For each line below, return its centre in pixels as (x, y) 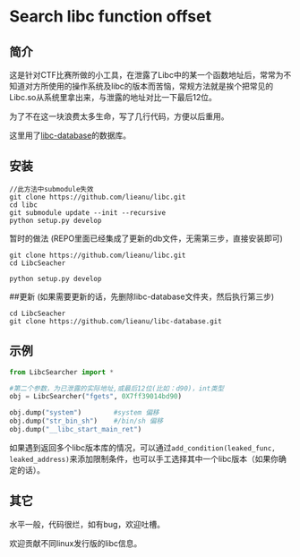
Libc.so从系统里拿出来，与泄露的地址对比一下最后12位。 (113, 97)
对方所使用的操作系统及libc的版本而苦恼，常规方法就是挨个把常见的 (149, 86)
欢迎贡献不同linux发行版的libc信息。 (76, 543)
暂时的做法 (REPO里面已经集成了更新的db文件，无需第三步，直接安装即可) (146, 238)
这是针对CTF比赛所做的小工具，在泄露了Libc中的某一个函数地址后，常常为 (146, 75)
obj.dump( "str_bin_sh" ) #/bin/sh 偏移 (86, 421)
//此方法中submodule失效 (51, 189)
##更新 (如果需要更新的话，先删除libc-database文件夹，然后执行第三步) (142, 296)
